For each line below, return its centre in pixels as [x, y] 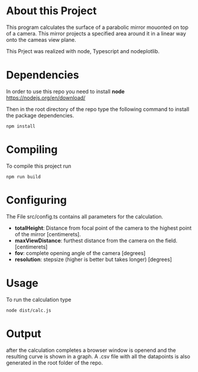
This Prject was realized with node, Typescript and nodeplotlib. [83, 51]
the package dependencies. [40, 115]
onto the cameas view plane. [41, 40]
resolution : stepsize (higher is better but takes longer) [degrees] [93, 259]
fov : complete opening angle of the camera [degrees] [80, 253]
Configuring [36, 200]
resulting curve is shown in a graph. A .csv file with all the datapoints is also [98, 356]
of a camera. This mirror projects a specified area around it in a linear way [96, 33]
